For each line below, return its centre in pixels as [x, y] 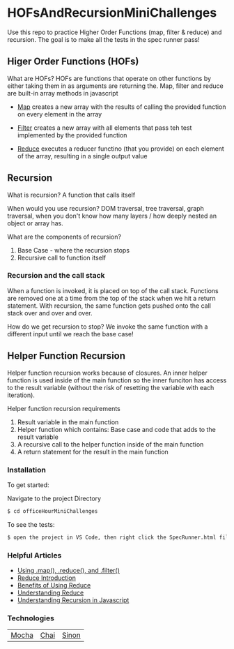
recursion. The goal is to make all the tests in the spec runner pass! [103, 39]
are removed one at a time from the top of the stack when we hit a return [111, 298]
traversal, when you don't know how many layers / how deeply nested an [112, 216]
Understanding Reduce [50, 593]
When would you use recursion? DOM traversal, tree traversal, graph [106, 208]
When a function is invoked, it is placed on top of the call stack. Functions [113, 290]
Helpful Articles [34, 555]
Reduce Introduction [47, 578]
